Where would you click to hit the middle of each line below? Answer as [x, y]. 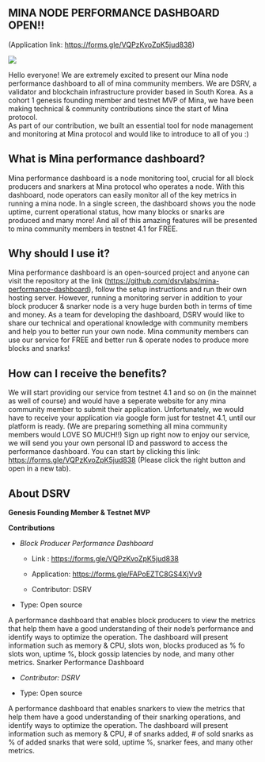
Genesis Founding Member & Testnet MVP [79, 513]
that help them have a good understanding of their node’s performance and [131, 629]
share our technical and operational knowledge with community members [128, 323]
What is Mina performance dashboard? [107, 159]
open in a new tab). [40, 468]
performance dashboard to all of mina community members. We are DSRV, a [132, 83]
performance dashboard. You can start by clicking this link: [104, 452]
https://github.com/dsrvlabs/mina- [163, 281]
